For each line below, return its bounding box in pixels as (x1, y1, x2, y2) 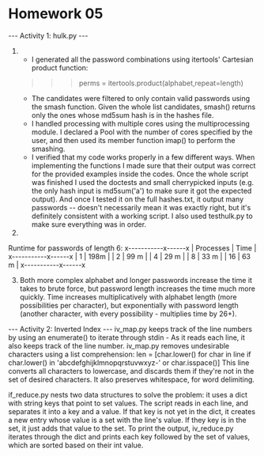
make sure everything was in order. (31, 219, 147, 229)
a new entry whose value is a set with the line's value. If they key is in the (8, 415, 247, 424)
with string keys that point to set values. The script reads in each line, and (8, 398, 249, 408)
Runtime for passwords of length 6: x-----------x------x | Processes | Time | (8, 243, 257, 253)
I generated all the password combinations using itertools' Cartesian (31, 55, 255, 64)
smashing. (31, 144, 66, 153)
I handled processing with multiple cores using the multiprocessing (31, 119, 251, 128)
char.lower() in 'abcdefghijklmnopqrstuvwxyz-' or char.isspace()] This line (8, 357, 250, 367)
